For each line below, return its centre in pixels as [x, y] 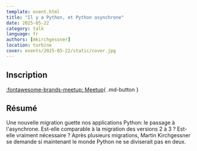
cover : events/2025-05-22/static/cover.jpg [61, 51]
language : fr [22, 34]
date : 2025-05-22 [28, 23]
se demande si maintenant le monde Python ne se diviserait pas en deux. [96, 142]
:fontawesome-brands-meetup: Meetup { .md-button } [73, 89]
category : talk [25, 28]
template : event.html [33, 12]
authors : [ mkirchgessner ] [38, 40]
